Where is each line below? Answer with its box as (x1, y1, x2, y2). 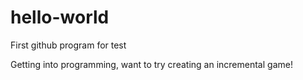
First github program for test (10, 39, 127, 51)
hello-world (10, 6, 110, 29)
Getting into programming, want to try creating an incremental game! (10, 58, 293, 70)
